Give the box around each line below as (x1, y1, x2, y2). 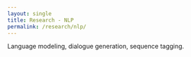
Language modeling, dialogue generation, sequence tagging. (7, 42, 185, 51)
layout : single (7, 10, 52, 17)
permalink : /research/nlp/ (7, 23, 87, 30)
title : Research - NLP (7, 17, 74, 24)
